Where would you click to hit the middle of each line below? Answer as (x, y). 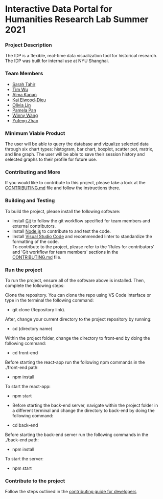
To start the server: (24, 458)
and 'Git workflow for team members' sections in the (65, 252)
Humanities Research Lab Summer (77, 19)
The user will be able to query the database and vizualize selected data (77, 144)
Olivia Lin (21, 105)
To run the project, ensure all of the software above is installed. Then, (75, 280)
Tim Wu (20, 89)
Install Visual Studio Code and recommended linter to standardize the (82, 236)
